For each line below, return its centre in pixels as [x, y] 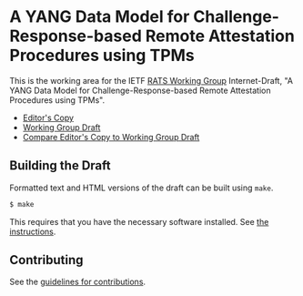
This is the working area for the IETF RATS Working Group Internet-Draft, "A [151, 80]
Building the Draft [60, 166]
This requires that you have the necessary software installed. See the [139, 221]
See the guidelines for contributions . [78, 282]
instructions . [33, 231]
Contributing [46, 260]
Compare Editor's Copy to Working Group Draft [111, 137]
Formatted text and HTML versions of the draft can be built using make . [141, 188]
